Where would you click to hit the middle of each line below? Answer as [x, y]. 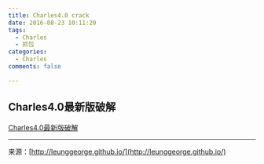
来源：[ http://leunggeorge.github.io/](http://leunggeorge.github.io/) [117, 151]
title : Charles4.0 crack [49, 15]
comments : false [35, 67]
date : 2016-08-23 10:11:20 [52, 23]
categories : [27, 52]
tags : [17, 30]
